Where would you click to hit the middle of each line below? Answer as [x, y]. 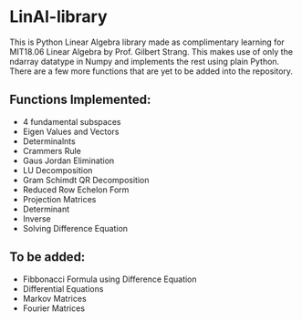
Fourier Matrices [53, 308]
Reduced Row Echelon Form [76, 190]
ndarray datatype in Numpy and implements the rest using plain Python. [145, 61]
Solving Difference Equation [75, 228]
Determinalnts [49, 141]
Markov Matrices [54, 298]
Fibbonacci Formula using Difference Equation [110, 279]
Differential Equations [63, 288]
